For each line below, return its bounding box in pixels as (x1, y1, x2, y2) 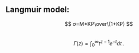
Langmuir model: (5, 5, 70, 15)
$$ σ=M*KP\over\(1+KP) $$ (64, 20, 134, 27)
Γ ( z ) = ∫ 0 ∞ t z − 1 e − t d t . (73, 38, 125, 48)
